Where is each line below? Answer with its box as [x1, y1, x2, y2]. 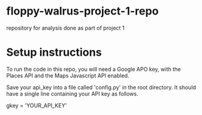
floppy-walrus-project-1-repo [6, 4, 159, 18]
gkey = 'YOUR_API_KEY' [6, 102, 67, 109]
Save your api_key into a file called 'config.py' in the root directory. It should [6, 84, 196, 91]
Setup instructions [6, 45, 102, 59]
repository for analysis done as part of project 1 [6, 24, 125, 31]
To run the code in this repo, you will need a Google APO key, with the [6, 65, 181, 73]
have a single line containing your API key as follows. [6, 90, 138, 97]
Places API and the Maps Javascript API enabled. [6, 71, 129, 79]
